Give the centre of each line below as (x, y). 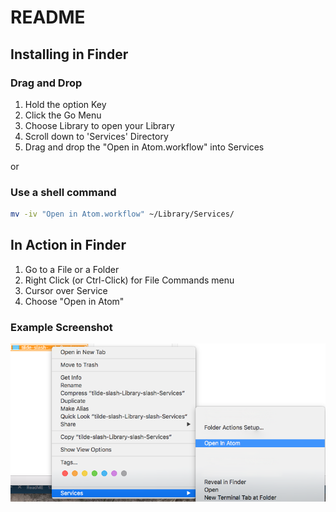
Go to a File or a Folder (72, 269)
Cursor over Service (66, 290)
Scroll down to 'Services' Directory (96, 136)
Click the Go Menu (63, 115)
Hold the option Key (65, 104)
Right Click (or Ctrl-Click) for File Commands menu (129, 280)
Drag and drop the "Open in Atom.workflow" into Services (144, 147)
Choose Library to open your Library (99, 125)
